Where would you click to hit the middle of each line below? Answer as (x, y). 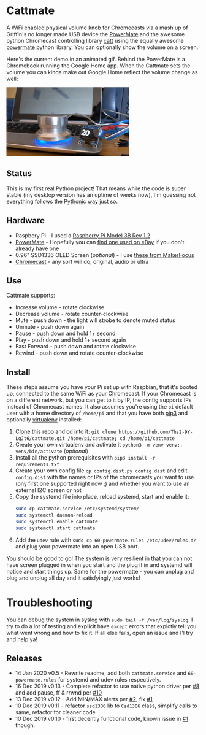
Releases (24, 659)
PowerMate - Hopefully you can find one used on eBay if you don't (100, 242)
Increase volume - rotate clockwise (60, 307)
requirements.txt (37, 465)
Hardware (25, 221)
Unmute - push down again (50, 327)
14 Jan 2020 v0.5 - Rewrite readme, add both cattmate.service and (101, 673)
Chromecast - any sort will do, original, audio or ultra (82, 261)
